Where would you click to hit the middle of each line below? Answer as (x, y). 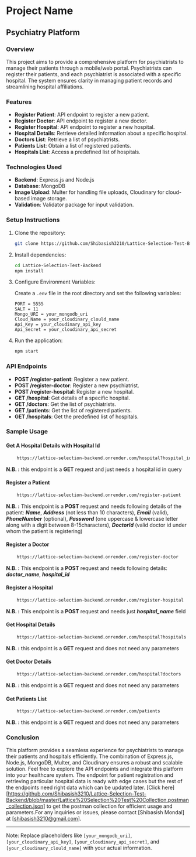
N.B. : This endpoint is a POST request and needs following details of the (94, 506)
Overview (20, 49)
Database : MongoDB (40, 186)
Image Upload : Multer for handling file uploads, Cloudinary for (89, 192)
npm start (27, 351)
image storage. (49, 199)
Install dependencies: (40, 255)
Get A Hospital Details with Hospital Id (53, 446)
